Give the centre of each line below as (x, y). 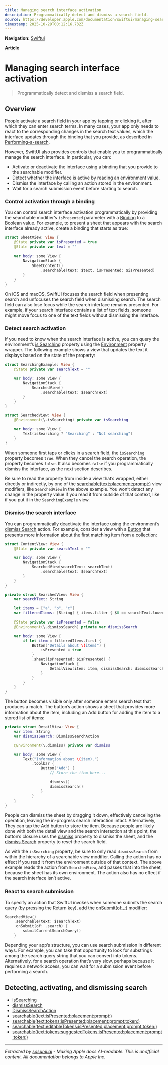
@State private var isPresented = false (57, 622)
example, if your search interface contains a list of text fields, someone (78, 310)
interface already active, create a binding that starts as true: (67, 228)
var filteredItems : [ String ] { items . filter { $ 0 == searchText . (84, 613)
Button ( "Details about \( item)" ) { (69, 645)
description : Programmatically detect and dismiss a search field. (77, 15)
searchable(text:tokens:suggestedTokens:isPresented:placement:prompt (87, 1032)
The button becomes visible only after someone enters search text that (78, 701)
